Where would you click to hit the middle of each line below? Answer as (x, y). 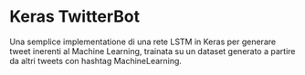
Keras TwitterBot (75, 17)
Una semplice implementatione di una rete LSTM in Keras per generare (143, 42)
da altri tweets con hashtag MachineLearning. (96, 61)
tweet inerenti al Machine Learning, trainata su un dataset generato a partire (152, 51)
